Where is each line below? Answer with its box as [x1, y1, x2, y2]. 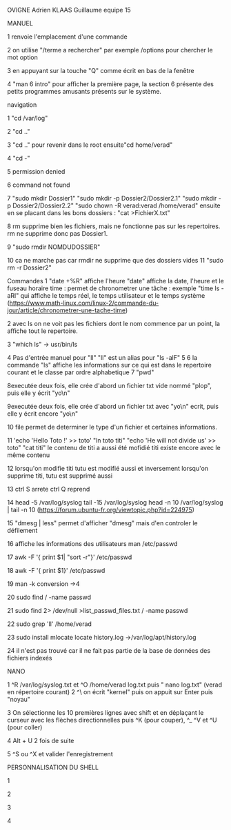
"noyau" [7, 696, 31, 703]
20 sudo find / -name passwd [7, 593, 92, 601]
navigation [7, 101, 37, 109]
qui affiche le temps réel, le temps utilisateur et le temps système [20, 292, 205, 299]
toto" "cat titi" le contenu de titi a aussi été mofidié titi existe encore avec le [7, 444, 221, 452]
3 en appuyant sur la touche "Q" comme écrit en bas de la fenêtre [7, 67, 194, 74]
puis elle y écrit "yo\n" [7, 389, 70, 397]
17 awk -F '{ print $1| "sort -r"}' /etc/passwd [7, 553, 132, 561]
